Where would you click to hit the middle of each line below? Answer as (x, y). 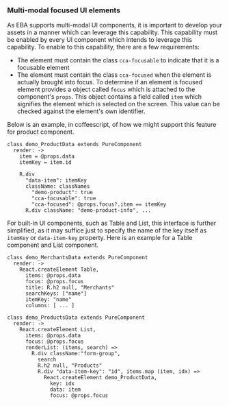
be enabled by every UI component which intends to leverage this (100, 40)
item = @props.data (47, 156)
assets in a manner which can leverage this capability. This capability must (112, 32)
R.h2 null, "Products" (70, 366)
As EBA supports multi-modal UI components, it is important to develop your (114, 25)
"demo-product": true (63, 193)
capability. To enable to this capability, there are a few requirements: (103, 47)
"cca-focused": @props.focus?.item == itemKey (99, 204)
